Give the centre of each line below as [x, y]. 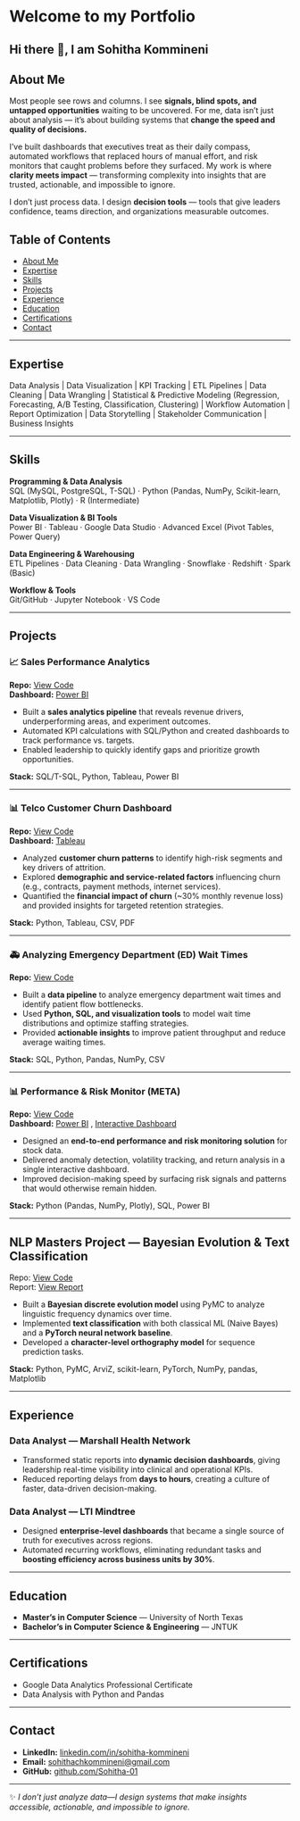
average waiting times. [64, 1043]
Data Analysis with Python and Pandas [93, 1694]
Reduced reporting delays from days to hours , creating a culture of [146, 1478]
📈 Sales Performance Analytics [79, 662]
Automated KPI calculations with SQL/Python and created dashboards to [156, 730]
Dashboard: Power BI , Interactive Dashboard [93, 1124]
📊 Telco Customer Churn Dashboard [91, 808]
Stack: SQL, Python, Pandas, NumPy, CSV [87, 1060]
